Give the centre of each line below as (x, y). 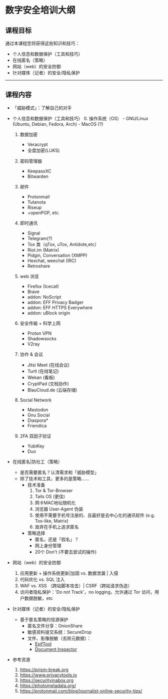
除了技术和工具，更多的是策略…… (54, 479)
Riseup (34, 207)
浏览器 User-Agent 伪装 (59, 509)
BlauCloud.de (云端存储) (52, 390)
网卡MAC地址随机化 (55, 503)
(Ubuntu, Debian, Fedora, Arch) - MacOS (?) (58, 124)
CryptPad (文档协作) (48, 383)
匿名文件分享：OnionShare (55, 626)
